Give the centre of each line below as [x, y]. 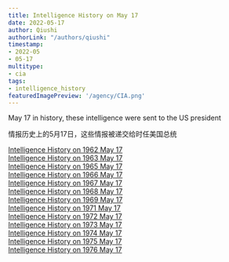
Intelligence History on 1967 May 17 [65, 183]
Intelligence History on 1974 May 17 [65, 233]
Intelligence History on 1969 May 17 [65, 200]
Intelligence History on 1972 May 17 [65, 217]
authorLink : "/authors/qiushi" [59, 37]
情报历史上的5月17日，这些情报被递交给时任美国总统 [93, 134]
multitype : [26, 67]
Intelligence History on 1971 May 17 [65, 208]
